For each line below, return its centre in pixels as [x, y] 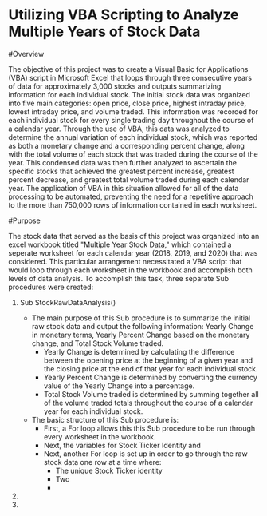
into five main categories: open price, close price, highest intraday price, [128, 103]
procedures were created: [51, 287]
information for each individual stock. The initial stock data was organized [130, 94]
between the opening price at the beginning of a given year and [148, 360]
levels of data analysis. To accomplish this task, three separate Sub [119, 278]
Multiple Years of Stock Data [104, 32]
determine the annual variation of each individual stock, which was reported [133, 137]
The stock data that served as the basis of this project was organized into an [134, 236]
